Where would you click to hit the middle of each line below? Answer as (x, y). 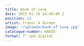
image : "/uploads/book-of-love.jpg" (42, 27)
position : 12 (18, 18)
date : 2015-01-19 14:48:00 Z (35, 14)
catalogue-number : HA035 (30, 32)
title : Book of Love (26, 9)
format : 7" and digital (29, 36)
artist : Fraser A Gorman (30, 23)
